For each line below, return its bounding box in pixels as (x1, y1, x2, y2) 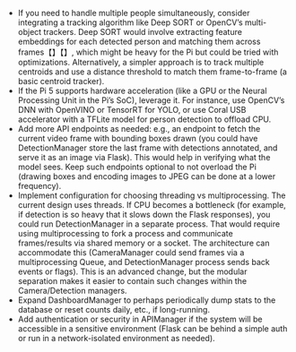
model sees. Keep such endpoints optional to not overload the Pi (17, 161, 257, 172)
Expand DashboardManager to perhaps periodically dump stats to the (17, 295, 276, 305)
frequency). (17, 181, 62, 191)
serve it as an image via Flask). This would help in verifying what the (17, 152, 271, 162)
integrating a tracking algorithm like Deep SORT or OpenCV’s (17, 17, 244, 28)
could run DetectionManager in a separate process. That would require (17, 219, 281, 229)
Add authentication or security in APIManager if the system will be (17, 313, 263, 324)
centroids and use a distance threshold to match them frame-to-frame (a (17, 66, 287, 77)
